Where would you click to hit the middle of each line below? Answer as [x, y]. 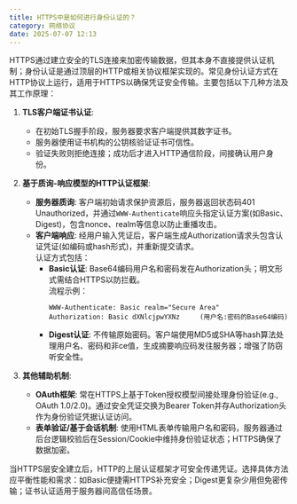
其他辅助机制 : [47, 376]
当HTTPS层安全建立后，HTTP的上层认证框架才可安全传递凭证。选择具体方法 [149, 469]
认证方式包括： [63, 257]
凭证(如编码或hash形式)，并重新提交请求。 [121, 247]
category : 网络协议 [43, 26]
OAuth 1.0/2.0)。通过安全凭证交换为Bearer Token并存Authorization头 [161, 406]
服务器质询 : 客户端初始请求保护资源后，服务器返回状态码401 [145, 202]
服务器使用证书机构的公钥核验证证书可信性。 [117, 142]
